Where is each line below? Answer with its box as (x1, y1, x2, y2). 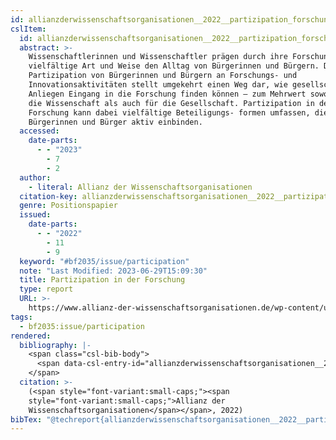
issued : (19, 210, 52, 220)
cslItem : (10, 24, 47, 34)
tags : (10, 312, 33, 322)
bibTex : (10, 414, 43, 425)
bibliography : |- (19, 340, 92, 350)
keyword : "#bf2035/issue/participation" (19, 256, 190, 266)
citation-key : (19, 191, 78, 201)
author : (19, 172, 52, 183)
